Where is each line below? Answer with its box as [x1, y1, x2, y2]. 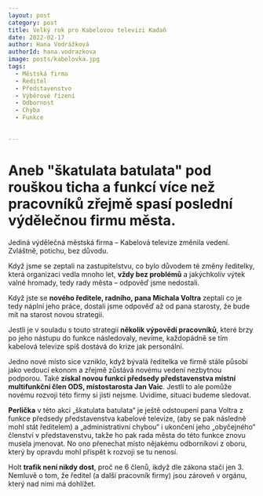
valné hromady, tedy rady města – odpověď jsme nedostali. [8, 278, 200, 287]
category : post [8, 19, 58, 27]
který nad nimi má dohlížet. [8, 479, 96, 488]
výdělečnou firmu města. [8, 211, 176, 229]
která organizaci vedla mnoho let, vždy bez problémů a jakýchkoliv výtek [8, 269, 246, 279]
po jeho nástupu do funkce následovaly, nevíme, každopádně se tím [8, 333, 228, 342]
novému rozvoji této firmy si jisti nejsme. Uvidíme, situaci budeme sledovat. [8, 390, 251, 399]
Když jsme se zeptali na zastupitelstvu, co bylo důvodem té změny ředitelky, [8, 261, 255, 271]
